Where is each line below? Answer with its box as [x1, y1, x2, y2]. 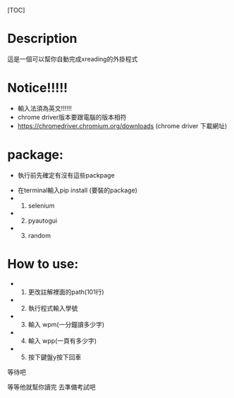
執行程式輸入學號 [27, 304, 78, 312]
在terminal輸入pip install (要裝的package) [17, 186, 137, 194]
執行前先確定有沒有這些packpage [17, 170, 115, 179]
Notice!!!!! [7, 80, 68, 96]
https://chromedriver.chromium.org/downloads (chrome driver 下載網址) [17, 121, 228, 130]
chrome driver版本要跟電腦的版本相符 [17, 113, 127, 121]
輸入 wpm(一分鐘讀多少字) [27, 320, 105, 328]
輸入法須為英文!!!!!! [17, 104, 72, 112]
